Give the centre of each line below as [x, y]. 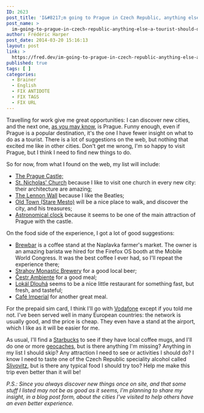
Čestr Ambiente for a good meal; [56, 277]
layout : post [23, 46]
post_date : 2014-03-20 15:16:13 [47, 40]
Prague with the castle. [44, 221]
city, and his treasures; [44, 208]
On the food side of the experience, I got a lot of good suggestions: [90, 233]
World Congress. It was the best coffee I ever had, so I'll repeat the [99, 258]
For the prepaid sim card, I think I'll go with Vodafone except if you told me [99, 308]
